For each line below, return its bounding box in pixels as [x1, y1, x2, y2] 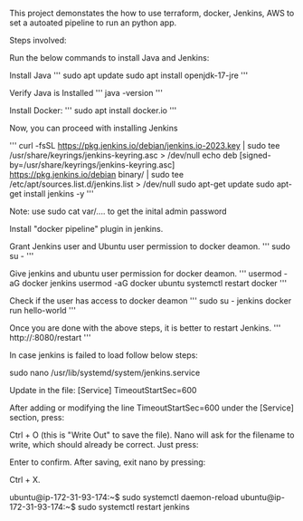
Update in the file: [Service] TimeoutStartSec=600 [9, 385, 197, 395]
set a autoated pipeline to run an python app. [9, 17, 177, 28]
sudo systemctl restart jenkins [78, 502, 190, 512]
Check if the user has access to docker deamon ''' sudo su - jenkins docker [9, 295, 292, 306]
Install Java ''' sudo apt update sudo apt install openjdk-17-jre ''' [9, 70, 249, 81]
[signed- [239, 150, 271, 160]
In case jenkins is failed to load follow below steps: [9, 350, 199, 361]
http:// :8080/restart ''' [9, 333, 91, 343]
